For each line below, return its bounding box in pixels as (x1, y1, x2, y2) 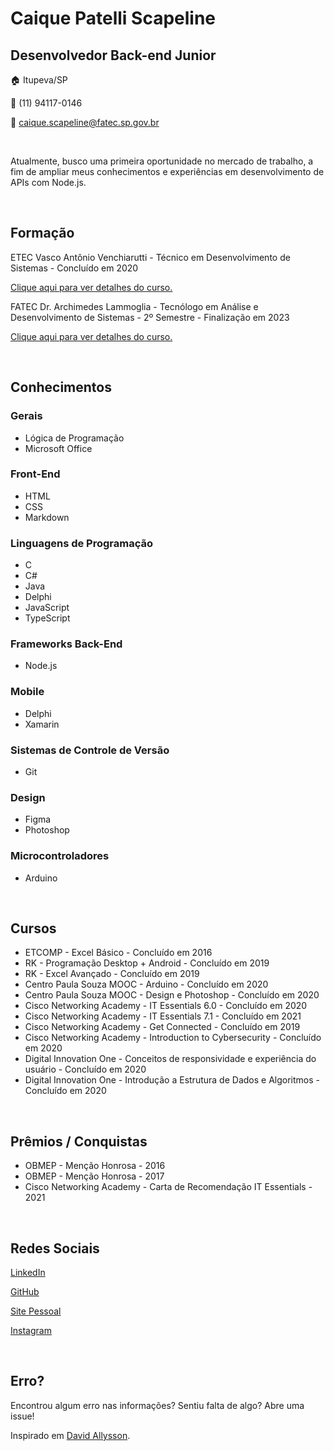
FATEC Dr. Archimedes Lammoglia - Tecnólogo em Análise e (10, 300, 259, 312)
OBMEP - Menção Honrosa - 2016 (24, 1160, 166, 1172)
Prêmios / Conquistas (10, 1133, 148, 1150)
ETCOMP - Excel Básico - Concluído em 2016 (24, 947, 213, 959)
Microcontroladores (10, 849, 110, 863)
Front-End (10, 467, 61, 481)
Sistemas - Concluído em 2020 (10, 262, 139, 274)
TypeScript (24, 612, 71, 624)
